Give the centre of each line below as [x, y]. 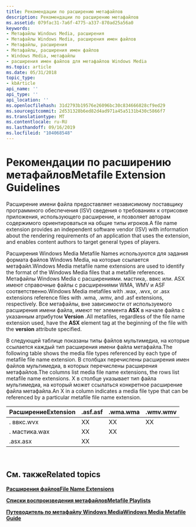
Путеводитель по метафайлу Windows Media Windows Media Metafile [96, 512]
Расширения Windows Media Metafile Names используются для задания [97, 253]
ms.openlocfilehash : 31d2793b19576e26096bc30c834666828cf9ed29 [86, 105]
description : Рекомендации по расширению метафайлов [73, 17]
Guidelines [33, 188]
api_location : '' [28, 100]
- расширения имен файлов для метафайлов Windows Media [76, 61]
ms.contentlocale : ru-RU [37, 122]
